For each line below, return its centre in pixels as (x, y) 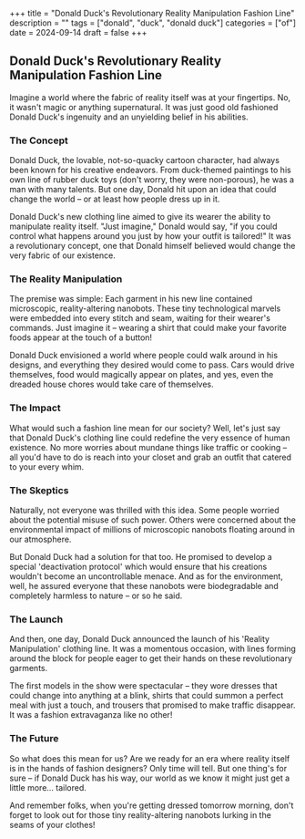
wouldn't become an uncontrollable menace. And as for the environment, (147, 576)
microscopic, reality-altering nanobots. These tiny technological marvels (145, 308)
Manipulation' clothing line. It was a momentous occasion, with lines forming (152, 649)
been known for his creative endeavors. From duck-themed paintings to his (150, 170)
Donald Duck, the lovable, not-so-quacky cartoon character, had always (145, 161)
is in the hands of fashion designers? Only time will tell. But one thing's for (148, 768)
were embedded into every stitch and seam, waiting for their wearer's (140, 318)
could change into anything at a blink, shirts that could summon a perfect (147, 696)
